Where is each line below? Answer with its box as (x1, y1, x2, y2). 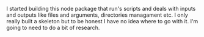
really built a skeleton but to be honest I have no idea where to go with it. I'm (6, 18, 199, 24)
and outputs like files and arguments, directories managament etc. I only (6, 11, 188, 18)
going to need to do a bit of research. (6, 24, 100, 31)
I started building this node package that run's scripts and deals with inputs (6, 5, 196, 12)
